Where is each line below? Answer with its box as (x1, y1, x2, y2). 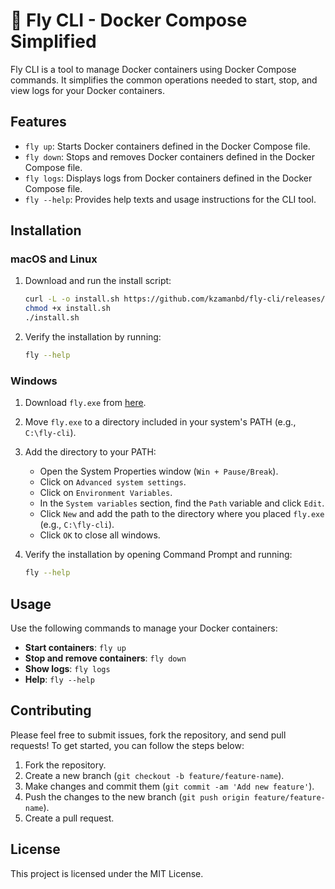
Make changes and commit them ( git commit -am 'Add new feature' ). (24, 780, 315, 792)
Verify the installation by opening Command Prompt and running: (24, 549, 293, 561)
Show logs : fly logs (24, 662, 111, 674)
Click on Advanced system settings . (39, 476, 187, 488)
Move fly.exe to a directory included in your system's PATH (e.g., (24, 416, 297, 428)
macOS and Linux (10, 252, 98, 266)
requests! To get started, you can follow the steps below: (10, 739, 245, 751)
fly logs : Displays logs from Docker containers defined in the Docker (24, 172, 313, 184)
